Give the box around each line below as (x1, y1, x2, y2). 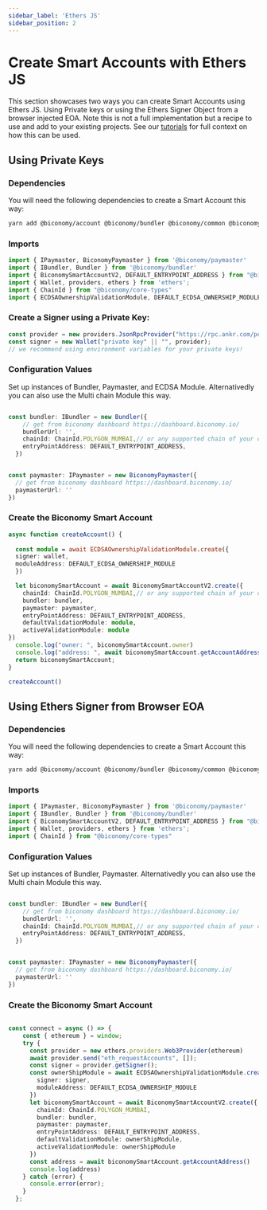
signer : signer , (37, 1076, 91, 1084)
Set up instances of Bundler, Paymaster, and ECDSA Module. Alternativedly (8, 382, 254, 391)
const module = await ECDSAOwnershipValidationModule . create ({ (15, 545, 229, 554)
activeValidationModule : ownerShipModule (37, 1143, 176, 1151)
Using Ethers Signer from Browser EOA (8, 699, 205, 713)
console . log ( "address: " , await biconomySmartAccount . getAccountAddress (15, 648, 261, 656)
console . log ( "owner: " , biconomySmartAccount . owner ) (15, 641, 194, 649)
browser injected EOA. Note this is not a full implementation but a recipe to (8, 113, 253, 123)
